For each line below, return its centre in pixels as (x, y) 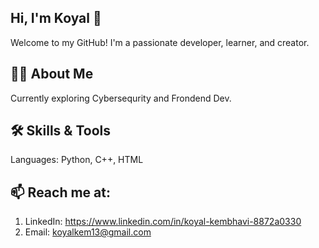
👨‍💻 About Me (52, 74)
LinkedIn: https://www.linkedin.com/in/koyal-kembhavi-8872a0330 (163, 222)
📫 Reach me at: (60, 192)
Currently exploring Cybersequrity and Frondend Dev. (121, 98)
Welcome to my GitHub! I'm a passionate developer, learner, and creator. (160, 42)
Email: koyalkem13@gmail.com (88, 232)
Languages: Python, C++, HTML (77, 160)
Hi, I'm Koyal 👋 (56, 18)
